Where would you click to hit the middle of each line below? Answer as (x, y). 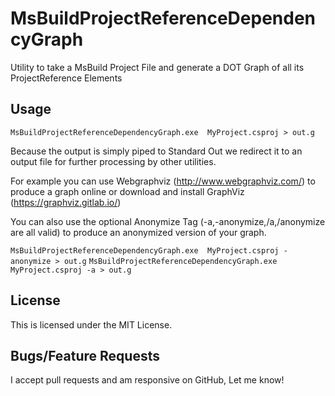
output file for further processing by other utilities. (113, 161)
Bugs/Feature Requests (85, 355)
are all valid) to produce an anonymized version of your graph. (138, 232)
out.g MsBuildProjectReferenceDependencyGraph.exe (170, 261)
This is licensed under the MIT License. (91, 324)
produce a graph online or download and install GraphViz (127, 191)
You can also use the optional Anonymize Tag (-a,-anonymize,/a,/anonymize (168, 221)
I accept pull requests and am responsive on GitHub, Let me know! (147, 380)
